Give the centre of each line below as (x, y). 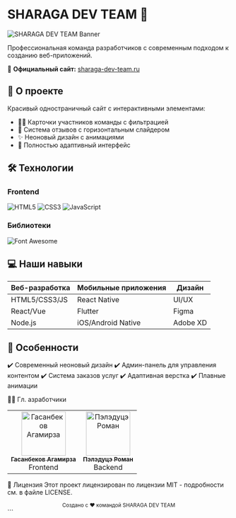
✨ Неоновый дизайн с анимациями (71, 137)
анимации (22, 386)
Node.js (24, 323)
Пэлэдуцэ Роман (108, 460)
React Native (99, 299)
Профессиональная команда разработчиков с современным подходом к (118, 47)
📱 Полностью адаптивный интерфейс (74, 145)
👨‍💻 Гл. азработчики (37, 400)
